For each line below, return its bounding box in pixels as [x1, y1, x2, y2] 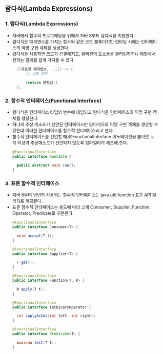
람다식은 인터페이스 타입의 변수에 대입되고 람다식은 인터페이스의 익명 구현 [12, 109, 152, 115]
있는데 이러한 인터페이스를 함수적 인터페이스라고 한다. [12, 127, 114, 133]
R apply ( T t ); [17, 287, 45, 292]
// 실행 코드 [25, 71, 48, 76]
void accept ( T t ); [17, 233, 54, 238]
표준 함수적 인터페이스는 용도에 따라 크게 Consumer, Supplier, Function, [12, 204, 151, 210]
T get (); [17, 260, 35, 265]
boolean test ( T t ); [17, 340, 57, 345]
